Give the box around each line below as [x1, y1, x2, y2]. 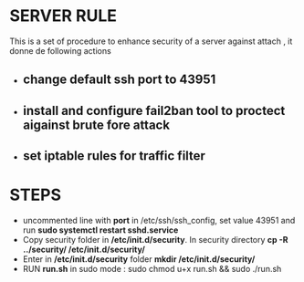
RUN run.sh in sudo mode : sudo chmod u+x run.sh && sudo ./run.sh [22, 264, 282, 275]
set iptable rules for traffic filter [22, 148, 205, 164]
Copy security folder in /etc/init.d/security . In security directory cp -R [22, 235, 288, 245]
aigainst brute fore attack [22, 117, 171, 132]
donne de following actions [9, 45, 111, 56]
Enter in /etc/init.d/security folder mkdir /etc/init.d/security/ [22, 254, 256, 265]
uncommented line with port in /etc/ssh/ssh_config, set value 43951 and [22, 215, 296, 226]
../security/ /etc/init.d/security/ [22, 244, 146, 256]
